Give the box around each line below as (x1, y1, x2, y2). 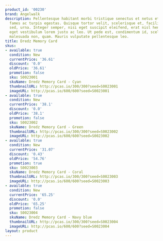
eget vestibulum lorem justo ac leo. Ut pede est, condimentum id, (9, 30, 149, 34)
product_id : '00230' (5, 7, 47, 12)
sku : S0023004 (9, 210, 38, 215)
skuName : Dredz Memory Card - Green (9, 124, 83, 129)
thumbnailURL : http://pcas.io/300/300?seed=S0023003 (9, 174, 118, 179)
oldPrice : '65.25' (9, 201, 47, 207)
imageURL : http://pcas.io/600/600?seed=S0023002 (9, 134, 110, 138)
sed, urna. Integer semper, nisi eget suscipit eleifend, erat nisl (9, 25, 151, 30)
